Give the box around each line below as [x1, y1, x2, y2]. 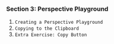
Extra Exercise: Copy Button [14, 32, 87, 38]
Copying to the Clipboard [14, 26, 79, 32]
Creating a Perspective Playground [14, 20, 103, 26]
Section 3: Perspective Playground [6, 5, 109, 13]
